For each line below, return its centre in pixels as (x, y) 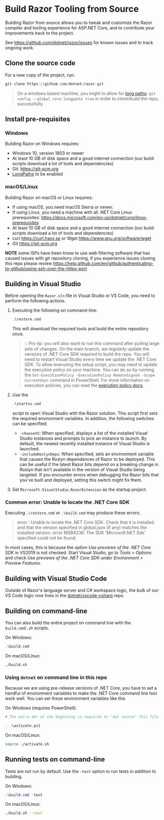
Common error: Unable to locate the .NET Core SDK (67, 502)
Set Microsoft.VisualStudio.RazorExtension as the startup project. (80, 490)
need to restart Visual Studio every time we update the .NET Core (90, 359)
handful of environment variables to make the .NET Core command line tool (81, 693)
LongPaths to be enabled (37, 174)
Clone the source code (40, 63)
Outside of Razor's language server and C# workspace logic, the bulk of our (82, 590)
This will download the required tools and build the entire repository (80, 329)
